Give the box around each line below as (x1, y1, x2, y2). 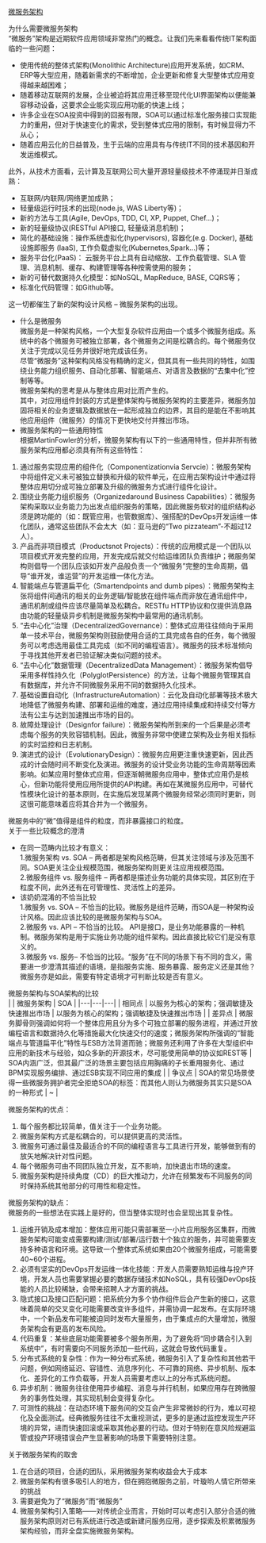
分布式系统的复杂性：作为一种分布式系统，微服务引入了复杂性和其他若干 (19, 1353, 256, 1363)
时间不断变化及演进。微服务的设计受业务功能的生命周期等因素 (54, 760, 256, 769)
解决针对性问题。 (40, 1151, 97, 1161)
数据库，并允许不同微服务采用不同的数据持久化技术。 (26, 681, 200, 689)
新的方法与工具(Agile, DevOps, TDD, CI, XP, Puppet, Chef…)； (19, 213, 222, 222)
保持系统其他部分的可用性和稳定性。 (26, 1181, 145, 1190)
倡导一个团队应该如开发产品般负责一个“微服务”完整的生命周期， (33, 562, 241, 570)
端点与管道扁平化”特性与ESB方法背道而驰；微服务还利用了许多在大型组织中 (8, 1038, 253, 1047)
